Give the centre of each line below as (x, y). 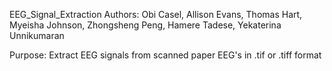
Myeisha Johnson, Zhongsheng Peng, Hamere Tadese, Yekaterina (145, 25)
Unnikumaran (37, 35)
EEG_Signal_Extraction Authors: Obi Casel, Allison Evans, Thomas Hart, (156, 14)
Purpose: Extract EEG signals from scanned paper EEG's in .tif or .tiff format (165, 55)
